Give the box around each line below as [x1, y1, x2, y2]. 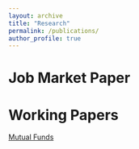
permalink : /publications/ [8, 27, 99, 35]
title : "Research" [8, 19, 70, 27]
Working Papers [8, 106, 119, 124]
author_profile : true [8, 34, 82, 43]
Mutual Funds [8, 132, 54, 142]
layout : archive [8, 11, 63, 20]
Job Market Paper [8, 69, 131, 87]
